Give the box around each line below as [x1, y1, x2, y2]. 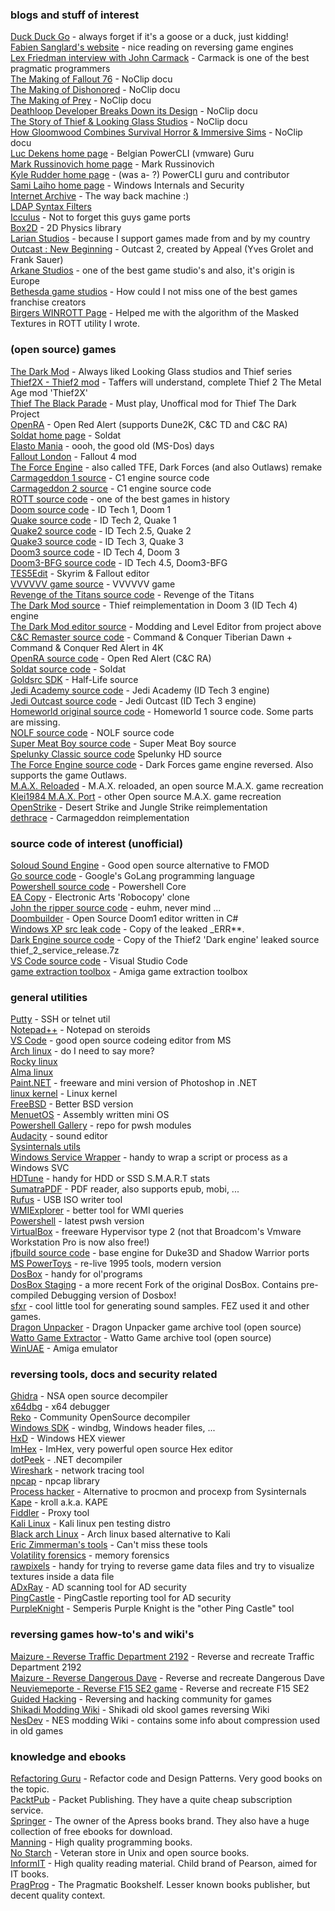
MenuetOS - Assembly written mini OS [10, 1109, 170, 1121]
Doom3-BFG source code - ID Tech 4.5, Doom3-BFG [10, 556, 228, 568]
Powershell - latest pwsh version [10, 1215, 145, 1227]
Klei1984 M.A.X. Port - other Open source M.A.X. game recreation [10, 790, 282, 802]
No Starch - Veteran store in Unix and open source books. [10, 1847, 250, 1859]
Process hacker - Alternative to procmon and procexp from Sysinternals [10, 1486, 307, 1498]
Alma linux [10, 1066, 54, 1078]
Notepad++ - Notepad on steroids [10, 1024, 151, 1036]
